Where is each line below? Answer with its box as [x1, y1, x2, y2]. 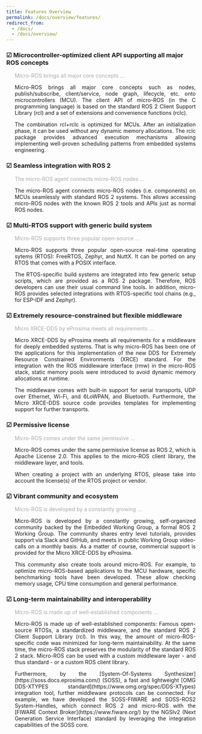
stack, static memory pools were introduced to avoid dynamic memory [14, 369, 196, 376]
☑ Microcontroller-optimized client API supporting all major [6, 51, 183, 60]
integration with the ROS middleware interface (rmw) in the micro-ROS [14, 362, 196, 370]
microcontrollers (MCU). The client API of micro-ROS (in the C [14, 97, 196, 104]
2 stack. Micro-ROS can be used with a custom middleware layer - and [14, 652, 196, 659]
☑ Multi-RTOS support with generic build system [6, 221, 152, 229]
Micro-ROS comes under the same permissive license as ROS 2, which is [14, 446, 196, 453]
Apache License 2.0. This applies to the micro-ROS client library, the [14, 452, 196, 460]
